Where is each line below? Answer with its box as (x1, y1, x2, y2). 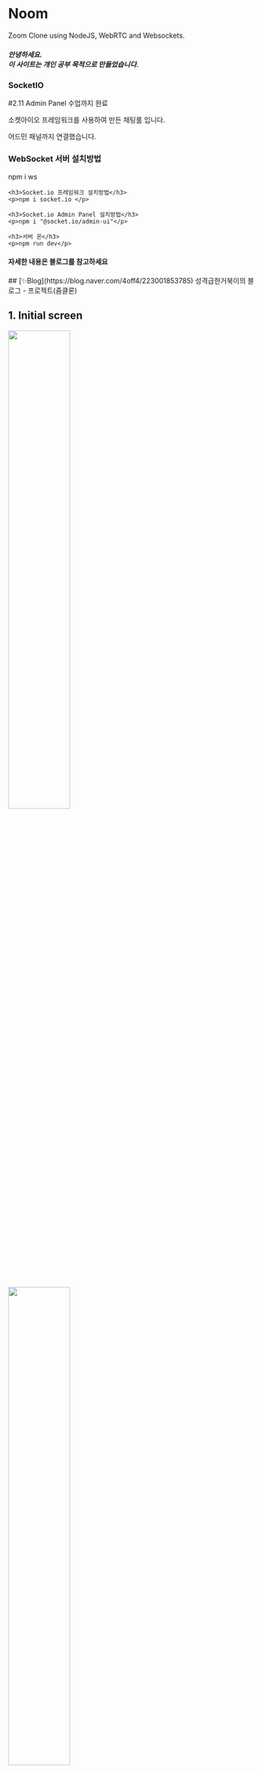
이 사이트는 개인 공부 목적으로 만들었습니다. (8, 60, 139, 69)
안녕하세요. (8, 49, 43, 59)
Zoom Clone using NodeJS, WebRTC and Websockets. (8, 31, 185, 40)
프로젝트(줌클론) (27, 286, 78, 295)
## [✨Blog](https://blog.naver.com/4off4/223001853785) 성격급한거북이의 (8, 275, 246, 285)
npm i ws (8, 172, 38, 181)
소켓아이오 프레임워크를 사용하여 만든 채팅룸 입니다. (8, 115, 166, 125)
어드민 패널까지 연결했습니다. (8, 132, 96, 141)
